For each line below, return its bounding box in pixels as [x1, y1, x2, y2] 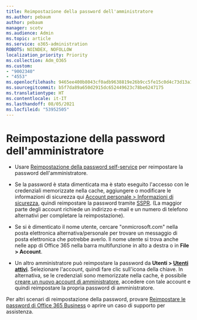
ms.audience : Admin [6, 30, 54, 36]
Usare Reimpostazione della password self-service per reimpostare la [14, 163, 184, 170]
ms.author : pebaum [6, 14, 51, 20]
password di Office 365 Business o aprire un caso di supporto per [6, 302, 165, 309]
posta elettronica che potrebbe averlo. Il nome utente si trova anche [14, 236, 179, 243]
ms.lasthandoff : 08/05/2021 [6, 101, 75, 107]
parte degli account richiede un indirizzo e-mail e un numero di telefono [14, 206, 188, 213]
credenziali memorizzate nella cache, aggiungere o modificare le [14, 187, 171, 194]
